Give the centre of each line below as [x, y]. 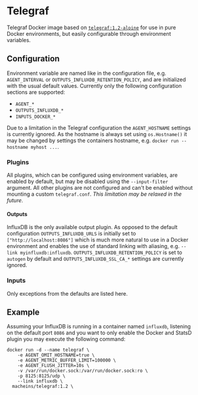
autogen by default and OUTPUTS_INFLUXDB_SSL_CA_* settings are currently [95, 259]
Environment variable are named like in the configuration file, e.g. [87, 73]
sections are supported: [36, 92]
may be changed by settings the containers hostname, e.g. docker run [93, 140]
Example [23, 312]
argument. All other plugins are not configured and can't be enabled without [100, 188]
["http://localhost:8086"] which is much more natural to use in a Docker [98, 240]
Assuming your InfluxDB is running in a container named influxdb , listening [99, 327]
